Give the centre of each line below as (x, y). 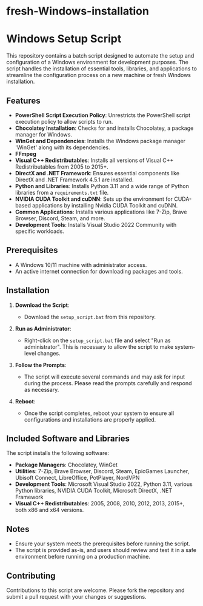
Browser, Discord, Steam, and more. (60, 218)
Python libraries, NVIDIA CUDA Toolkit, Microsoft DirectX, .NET (94, 491)
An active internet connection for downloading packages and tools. (99, 271)
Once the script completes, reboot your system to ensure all (99, 413)
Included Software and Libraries (68, 438)
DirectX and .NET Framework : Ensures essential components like (97, 173)
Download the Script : (42, 305)
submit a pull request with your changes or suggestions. (76, 597)
